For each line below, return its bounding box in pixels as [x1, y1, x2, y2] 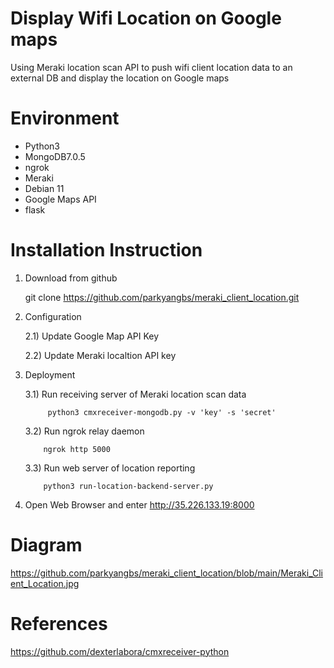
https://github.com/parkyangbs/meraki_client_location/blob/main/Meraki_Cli [10, 567, 324, 579]
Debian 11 [24, 182, 65, 194]
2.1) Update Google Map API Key [24, 330, 160, 342]
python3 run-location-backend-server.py [43, 481, 214, 491]
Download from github [24, 272, 118, 284]
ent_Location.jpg [10, 577, 80, 589]
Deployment [24, 368, 76, 381]
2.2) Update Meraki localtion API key [24, 349, 177, 361]
